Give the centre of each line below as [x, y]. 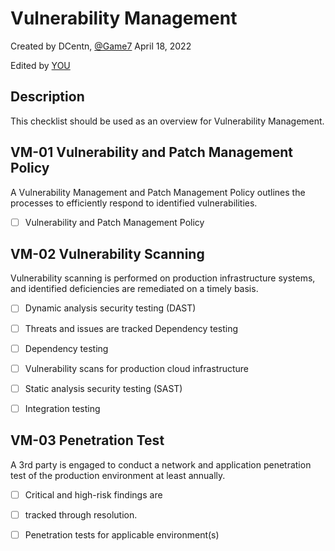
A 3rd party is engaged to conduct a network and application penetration [161, 464]
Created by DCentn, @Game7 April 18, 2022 [101, 46]
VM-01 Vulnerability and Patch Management [151, 152]
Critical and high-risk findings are [93, 494]
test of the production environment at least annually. [118, 475]
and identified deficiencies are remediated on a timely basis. [134, 289]
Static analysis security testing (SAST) [103, 388]
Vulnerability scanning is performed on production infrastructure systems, [163, 278]
